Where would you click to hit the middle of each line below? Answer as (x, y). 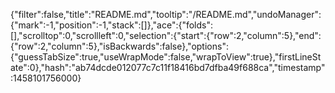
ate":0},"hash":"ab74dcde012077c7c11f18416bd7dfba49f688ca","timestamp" (168, 67)
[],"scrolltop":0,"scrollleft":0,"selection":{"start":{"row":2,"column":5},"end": (166, 35)
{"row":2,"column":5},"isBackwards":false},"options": (119, 46)
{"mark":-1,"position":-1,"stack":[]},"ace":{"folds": (112, 25)
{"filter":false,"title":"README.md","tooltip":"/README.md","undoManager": (166, 14)
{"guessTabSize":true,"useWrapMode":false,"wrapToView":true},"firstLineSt (166, 57)
